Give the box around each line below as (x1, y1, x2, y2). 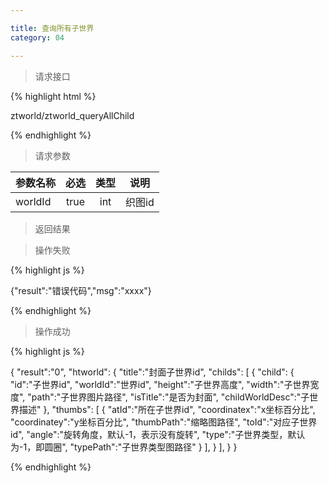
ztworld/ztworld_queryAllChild (10, 109, 135, 121)
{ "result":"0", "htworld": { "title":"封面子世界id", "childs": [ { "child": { (10, 366, 295, 378)
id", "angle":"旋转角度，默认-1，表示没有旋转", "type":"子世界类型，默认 (10, 428, 306, 440)
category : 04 (10, 32, 65, 43)
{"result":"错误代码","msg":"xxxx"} (10, 284, 152, 296)
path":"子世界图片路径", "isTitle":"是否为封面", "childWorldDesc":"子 (31, 391, 310, 403)
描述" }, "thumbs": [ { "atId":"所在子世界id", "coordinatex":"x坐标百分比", (18, 403, 316, 415)
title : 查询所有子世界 (10, 23, 95, 33)
